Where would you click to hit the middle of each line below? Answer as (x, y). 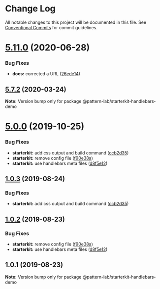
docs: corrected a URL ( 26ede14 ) (46, 74)
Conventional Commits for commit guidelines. (51, 27)
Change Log (30, 9)
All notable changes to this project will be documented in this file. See (76, 22)
